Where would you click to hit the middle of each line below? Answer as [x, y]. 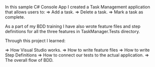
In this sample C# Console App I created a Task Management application [77, 7]
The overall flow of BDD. [29, 60]
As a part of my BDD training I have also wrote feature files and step [73, 26]
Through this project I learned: [35, 41]
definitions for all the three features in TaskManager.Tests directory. [73, 31]
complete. [15, 17]
